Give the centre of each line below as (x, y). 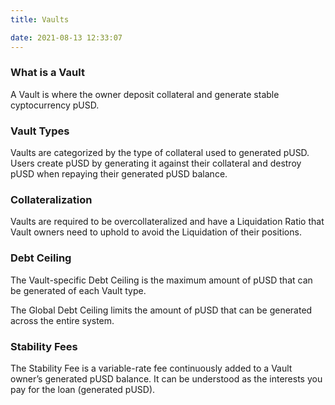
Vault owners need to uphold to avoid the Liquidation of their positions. (156, 232)
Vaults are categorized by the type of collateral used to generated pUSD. (160, 153)
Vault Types (40, 131)
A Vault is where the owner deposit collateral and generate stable (145, 94)
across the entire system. (62, 320)
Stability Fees (44, 346)
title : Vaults (40, 19)
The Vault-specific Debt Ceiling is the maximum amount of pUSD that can (161, 280)
